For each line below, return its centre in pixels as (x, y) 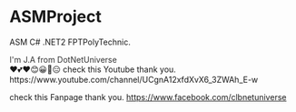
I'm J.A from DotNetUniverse (64, 59)
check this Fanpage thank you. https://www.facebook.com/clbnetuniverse (148, 97)
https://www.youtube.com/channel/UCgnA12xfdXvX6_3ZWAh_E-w (134, 79)
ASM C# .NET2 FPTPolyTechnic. (70, 42)
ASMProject (55, 17)
